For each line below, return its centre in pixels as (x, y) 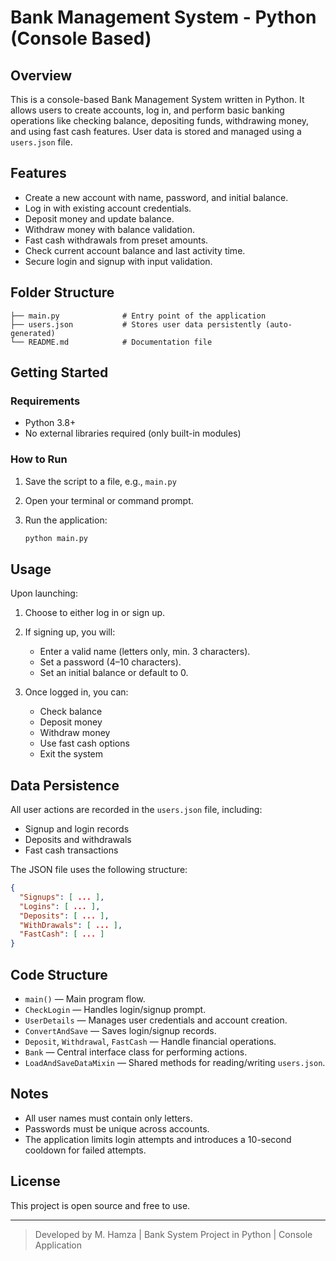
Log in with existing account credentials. (108, 208)
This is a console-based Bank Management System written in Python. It (157, 99)
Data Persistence (65, 785)
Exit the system (71, 754)
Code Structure (59, 974)
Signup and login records (77, 829)
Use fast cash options (84, 743)
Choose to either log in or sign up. (95, 613)
